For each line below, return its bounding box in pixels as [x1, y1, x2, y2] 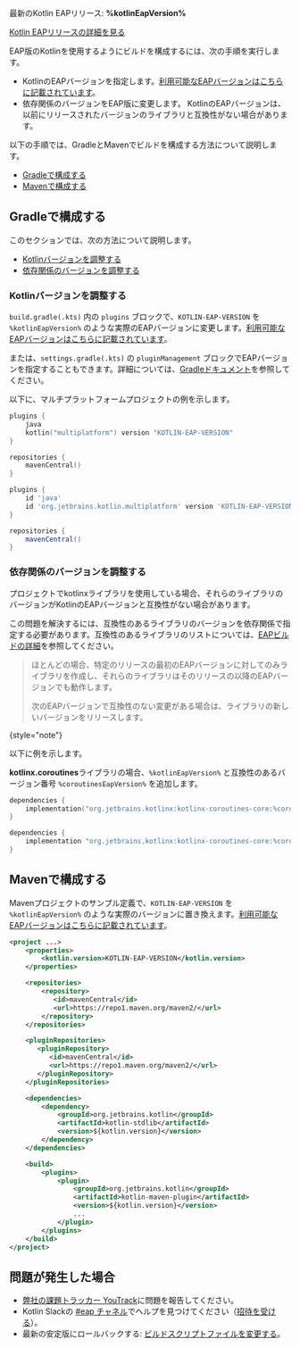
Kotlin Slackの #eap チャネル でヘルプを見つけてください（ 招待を [21, 1306, 261, 1317]
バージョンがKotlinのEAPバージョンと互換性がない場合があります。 [9, 599, 255, 610]
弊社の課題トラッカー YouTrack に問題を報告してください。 [21, 1295, 239, 1306]
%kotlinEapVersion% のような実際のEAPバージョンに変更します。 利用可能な [9, 322, 286, 333]
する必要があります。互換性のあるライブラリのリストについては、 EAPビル [16, 628, 289, 640]
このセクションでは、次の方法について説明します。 [9, 235, 196, 245]
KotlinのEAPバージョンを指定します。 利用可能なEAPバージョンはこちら [21, 76, 284, 87]
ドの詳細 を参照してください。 [9, 640, 119, 651]
